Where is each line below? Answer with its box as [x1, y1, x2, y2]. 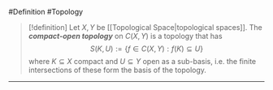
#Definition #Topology [8, 7, 84, 16]
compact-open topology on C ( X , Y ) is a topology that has [28, 32, 223, 41]
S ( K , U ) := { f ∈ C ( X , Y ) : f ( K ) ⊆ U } [89, 44, 204, 54]
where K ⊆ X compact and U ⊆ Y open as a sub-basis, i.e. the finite [28, 57, 257, 66]
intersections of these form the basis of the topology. [28, 65, 207, 75]
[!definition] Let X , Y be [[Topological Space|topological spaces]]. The [28, 23, 262, 32]
